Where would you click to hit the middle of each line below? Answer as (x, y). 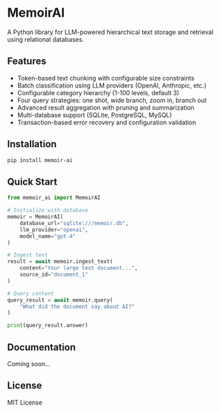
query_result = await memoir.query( (60, 300)
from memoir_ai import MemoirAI (54, 198)
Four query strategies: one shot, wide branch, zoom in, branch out (112, 100)
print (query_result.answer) (48, 326)
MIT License (25, 402)
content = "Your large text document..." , (79, 268)
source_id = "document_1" (54, 274)
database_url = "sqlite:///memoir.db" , (74, 223)
